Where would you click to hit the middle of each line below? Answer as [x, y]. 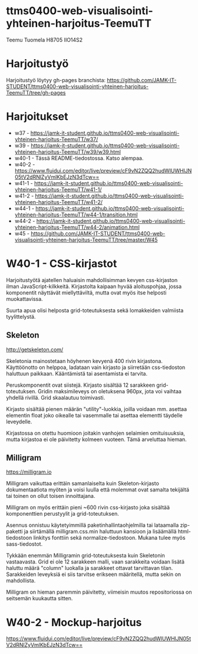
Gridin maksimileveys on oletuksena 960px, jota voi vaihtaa [110, 391]
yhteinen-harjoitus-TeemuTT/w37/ [56, 139]
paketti [14, 532]
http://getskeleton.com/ [35, 349]
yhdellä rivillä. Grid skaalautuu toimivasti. [56, 397]
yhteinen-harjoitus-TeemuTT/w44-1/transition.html [76, 215]
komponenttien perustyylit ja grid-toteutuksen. [62, 514]
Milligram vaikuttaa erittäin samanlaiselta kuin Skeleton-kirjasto [82, 484]
